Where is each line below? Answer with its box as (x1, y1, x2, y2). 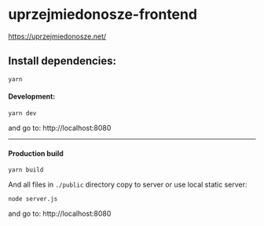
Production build (8, 148, 64, 158)
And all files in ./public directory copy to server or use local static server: (8, 180, 247, 190)
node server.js (8, 195, 58, 203)
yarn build (8, 166, 44, 174)
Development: (8, 92, 56, 102)
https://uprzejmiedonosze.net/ (8, 31, 107, 41)
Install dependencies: (8, 54, 116, 68)
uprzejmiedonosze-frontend (8, 6, 198, 24)
